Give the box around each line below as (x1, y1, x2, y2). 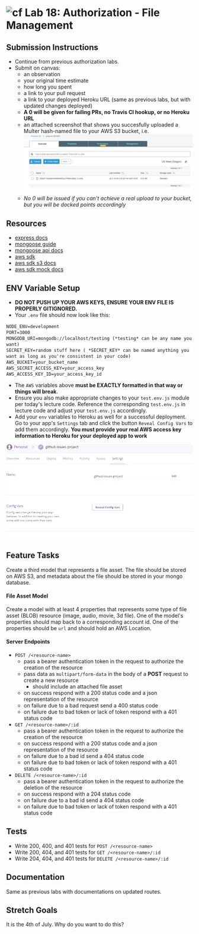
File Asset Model (6, 592, 49, 600)
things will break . (14, 388, 58, 395)
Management (6, 18, 73, 32)
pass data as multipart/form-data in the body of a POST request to (23, 671, 188, 678)
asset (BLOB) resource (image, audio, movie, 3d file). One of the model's (6, 612, 184, 619)
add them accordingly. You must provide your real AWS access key (14, 426, 182, 433)
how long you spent (23, 83, 72, 90)
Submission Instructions (6, 42, 99, 52)
